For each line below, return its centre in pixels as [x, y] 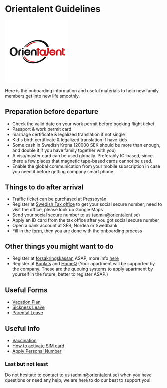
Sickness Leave [28, 307]
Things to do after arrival [44, 187]
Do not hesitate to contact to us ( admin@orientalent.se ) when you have [78, 375]
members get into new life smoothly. [42, 96]
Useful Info [23, 328]
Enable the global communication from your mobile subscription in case [86, 166]
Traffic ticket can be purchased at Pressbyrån [59, 199]
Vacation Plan [26, 302]
